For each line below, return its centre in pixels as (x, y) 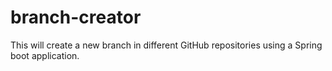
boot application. (45, 55)
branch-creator (76, 17)
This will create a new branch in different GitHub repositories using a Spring (166, 45)
